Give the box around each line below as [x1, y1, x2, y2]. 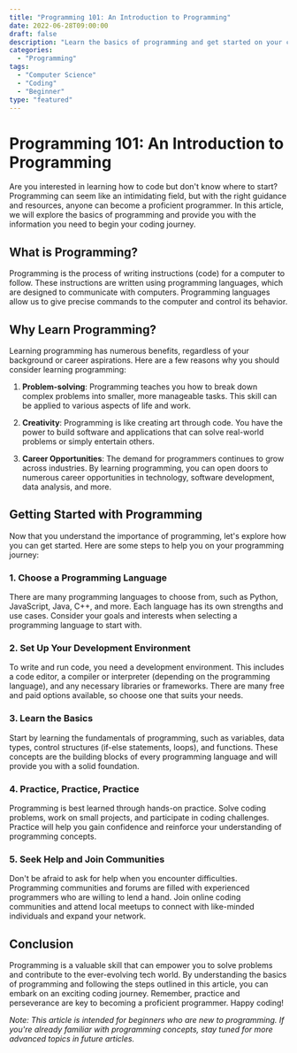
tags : [9, 63, 29, 72]
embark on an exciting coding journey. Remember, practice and [9, 988, 240, 999]
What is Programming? [9, 244, 139, 259]
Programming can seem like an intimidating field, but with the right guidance [9, 191, 287, 202]
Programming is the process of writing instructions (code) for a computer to [9, 268, 286, 279]
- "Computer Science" [17, 71, 97, 80]
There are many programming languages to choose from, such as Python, [9, 592, 278, 603]
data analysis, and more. [21, 481, 112, 492]
